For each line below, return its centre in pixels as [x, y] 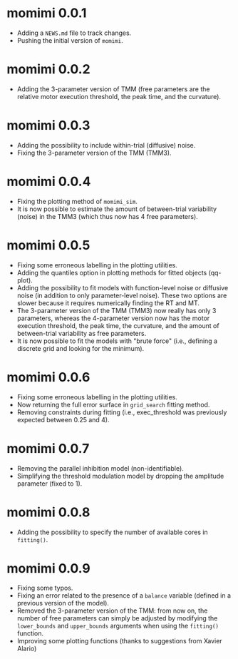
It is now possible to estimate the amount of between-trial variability [117, 209]
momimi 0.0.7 [48, 448]
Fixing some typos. [45, 588]
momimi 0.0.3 [48, 126]
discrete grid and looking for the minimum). [81, 348]
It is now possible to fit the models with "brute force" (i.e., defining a [117, 341]
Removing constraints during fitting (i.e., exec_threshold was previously [122, 412]
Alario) [27, 649]
